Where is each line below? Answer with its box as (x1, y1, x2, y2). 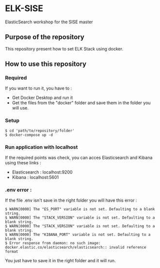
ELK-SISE (5, 3, 44, 14)
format (5, 249, 18, 254)
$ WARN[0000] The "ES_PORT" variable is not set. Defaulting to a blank (5, 207, 155, 212)
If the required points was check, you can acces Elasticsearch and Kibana (5, 155, 153, 160)
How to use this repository (5, 60, 87, 68)
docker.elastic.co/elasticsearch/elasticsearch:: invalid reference (5, 245, 146, 250)
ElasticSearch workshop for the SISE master (5, 19, 93, 25)
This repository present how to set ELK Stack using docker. (5, 46, 124, 51)
